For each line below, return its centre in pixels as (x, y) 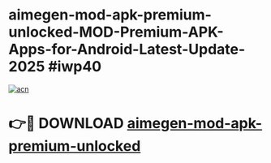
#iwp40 (75, 67)
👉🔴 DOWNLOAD (66, 124)
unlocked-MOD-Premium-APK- (116, 32)
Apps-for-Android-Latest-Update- (127, 49)
